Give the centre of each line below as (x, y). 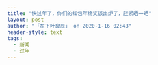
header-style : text (35, 32)
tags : (15, 39)
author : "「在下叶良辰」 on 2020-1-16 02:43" (69, 26)
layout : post (26, 20)
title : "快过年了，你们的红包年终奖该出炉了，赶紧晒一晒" (79, 13)
